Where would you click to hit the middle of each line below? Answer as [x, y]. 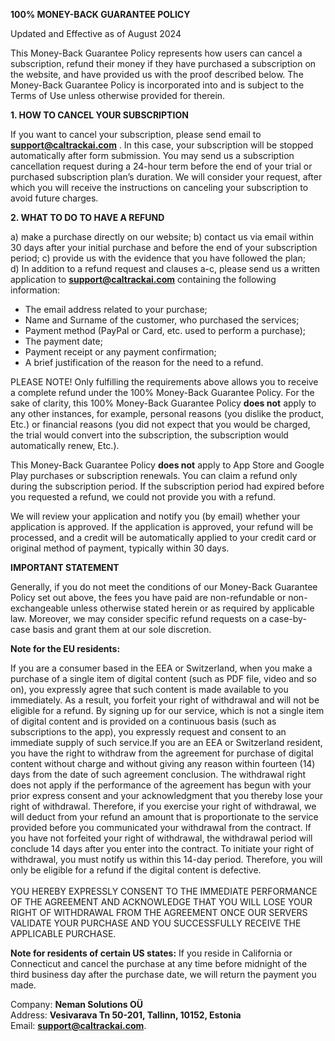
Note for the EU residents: [65, 648]
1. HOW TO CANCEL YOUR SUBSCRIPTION [99, 115]
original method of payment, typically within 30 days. [120, 548]
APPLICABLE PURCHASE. [63, 933]
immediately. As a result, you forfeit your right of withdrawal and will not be [165, 700]
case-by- [287, 618]
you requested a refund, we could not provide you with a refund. [143, 497]
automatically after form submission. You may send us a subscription [152, 155]
